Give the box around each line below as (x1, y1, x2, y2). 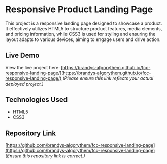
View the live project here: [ (5, 64, 63, 70)
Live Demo (5, 51, 40, 60)
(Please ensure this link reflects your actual (62, 75, 154, 81)
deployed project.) (5, 80, 44, 87)
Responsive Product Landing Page (5, 4, 153, 15)
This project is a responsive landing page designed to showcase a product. (5, 20, 162, 26)
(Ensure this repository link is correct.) (5, 153, 85, 159)
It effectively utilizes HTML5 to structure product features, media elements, (5, 25, 162, 31)
